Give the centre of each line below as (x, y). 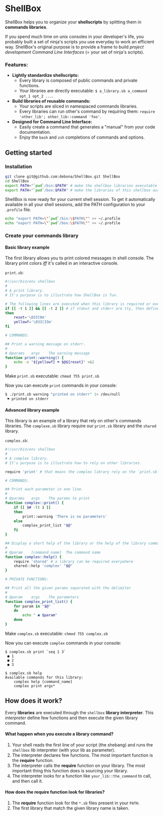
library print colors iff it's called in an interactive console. (62, 263)
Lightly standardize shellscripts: (45, 75)
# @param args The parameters (42, 597)
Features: (16, 65)
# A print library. (25, 291)
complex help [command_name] (43, 682)
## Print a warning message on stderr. (45, 344)
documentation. (35, 132)
